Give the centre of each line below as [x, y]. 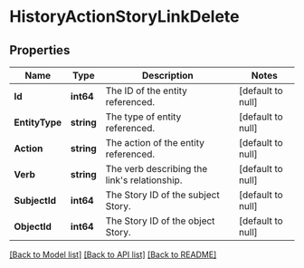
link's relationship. [144, 180]
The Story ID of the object [160, 221]
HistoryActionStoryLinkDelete [124, 17]
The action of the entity [155, 143]
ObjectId [33, 226]
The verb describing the [157, 169]
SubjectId [35, 201]
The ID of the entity [147, 91]
